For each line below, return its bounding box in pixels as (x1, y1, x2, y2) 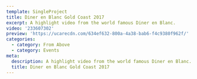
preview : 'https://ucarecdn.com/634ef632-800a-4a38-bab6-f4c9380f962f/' (6, 31, 189, 37)
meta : (6, 53, 20, 59)
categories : (6, 36, 35, 42)
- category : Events (11, 48, 60, 53)
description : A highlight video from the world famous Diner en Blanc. (11, 58, 192, 64)
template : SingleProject (6, 8, 67, 15)
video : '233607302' (6, 25, 54, 31)
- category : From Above (11, 42, 70, 48)
